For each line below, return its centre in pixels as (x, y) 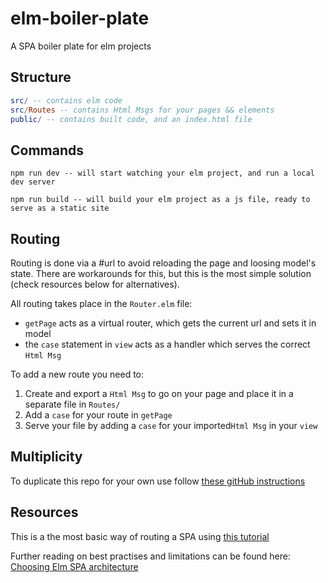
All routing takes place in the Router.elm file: (101, 303)
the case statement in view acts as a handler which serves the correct (167, 344)
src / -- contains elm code (66, 100)
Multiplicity (46, 457)
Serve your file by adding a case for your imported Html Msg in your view (171, 425)
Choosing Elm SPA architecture (74, 566)
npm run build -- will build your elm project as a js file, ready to (160, 200)
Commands (47, 150)
